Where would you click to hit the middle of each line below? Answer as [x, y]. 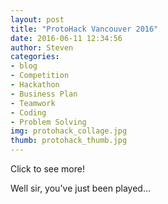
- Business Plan [44, 94]
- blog [24, 66]
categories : [35, 57]
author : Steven [42, 47]
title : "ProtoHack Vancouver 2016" [84, 29]
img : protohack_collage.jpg [69, 131]
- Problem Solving [48, 122]
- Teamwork [33, 103]
